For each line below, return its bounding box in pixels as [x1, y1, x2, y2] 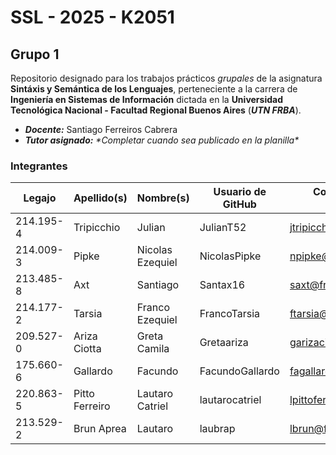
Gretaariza [199, 336, 249, 350]
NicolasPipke [199, 249, 262, 263]
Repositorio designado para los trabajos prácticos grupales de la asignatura [10, 72, 323, 84]
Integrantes [10, 159, 68, 173]
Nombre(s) [136, 191, 190, 205]
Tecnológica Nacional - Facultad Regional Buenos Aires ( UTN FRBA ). [10, 104, 302, 116]
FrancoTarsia [199, 307, 261, 321]
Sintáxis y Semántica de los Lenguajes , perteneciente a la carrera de [10, 83, 298, 95]
